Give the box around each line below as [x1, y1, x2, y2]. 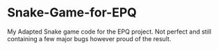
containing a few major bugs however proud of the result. [7, 34, 171, 42]
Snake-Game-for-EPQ [7, 5, 137, 21]
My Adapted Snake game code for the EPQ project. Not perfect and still [7, 27, 212, 36]
